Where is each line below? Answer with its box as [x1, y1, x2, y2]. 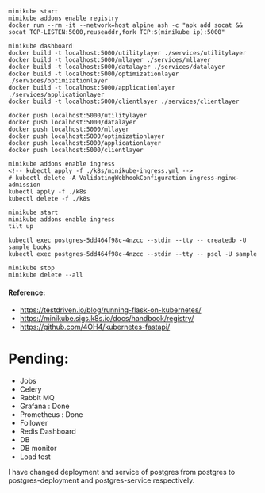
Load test [19, 452, 52, 461]
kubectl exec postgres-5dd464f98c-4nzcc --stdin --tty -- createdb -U [8, 236, 247, 244]
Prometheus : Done [19, 410, 83, 419]
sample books [8, 243, 52, 251]
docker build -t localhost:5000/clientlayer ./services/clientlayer [8, 97, 240, 105]
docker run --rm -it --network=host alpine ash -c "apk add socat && [8, 21, 244, 29]
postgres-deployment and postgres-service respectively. [8, 476, 195, 485]
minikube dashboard [8, 42, 73, 50]
